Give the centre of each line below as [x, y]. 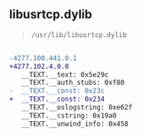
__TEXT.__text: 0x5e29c [65, 74]
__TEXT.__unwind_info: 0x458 [74, 124]
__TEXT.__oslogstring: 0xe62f [77, 108]
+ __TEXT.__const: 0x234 [57, 99]
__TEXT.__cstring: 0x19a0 [69, 115]
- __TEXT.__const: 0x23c [57, 91]
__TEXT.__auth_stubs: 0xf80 [73, 83]
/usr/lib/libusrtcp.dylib [78, 34]
